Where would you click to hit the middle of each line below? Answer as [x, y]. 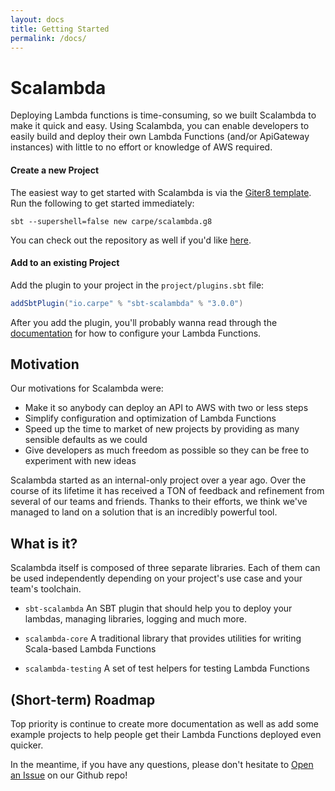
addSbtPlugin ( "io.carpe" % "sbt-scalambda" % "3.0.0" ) [127, 303]
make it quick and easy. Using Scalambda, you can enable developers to [160, 126]
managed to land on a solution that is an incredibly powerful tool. [144, 512]
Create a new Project [55, 170]
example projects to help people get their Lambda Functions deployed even [166, 735]
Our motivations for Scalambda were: [87, 388]
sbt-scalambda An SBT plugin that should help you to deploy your [158, 608]
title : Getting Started [60, 29]
